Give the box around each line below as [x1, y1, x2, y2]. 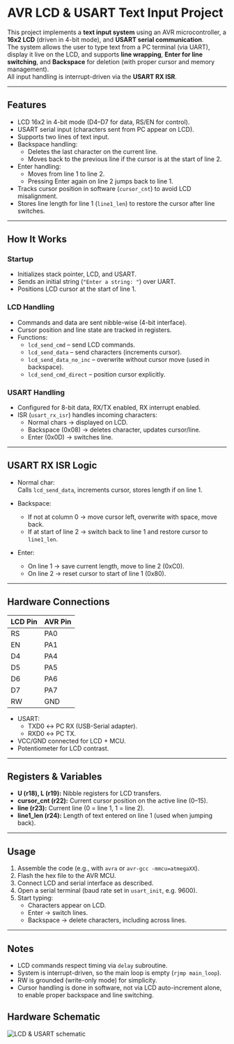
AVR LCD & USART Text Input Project [7, 5, 224, 21]
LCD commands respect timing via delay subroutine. [17, 961, 168, 970]
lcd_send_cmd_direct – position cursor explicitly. [27, 370, 166, 378]
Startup [7, 255, 33, 264]
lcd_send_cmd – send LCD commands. [27, 340, 136, 349]
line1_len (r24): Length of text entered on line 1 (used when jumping [17, 811, 213, 820]
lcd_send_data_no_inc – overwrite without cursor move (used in [27, 355, 210, 363]
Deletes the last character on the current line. [27, 147, 158, 156]
